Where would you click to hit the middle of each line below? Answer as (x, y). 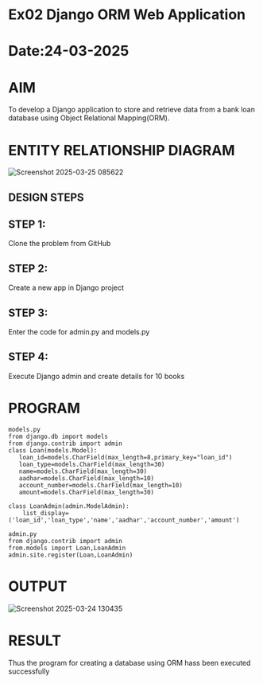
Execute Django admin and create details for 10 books (97, 376)
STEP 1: (27, 225)
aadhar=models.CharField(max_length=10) (87, 478)
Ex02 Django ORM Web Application (127, 15)
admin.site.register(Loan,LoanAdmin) (71, 555)
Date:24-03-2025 (69, 51)
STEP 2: (28, 268)
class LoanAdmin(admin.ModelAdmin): (69, 506)
